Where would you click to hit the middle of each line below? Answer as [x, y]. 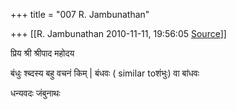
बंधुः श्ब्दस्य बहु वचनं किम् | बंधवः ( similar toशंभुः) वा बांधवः [105, 73]
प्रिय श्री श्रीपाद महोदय [42, 53]
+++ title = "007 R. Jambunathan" [80, 14]
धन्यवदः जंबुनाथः [35, 93]
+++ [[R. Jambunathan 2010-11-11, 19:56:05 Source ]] [118, 33]
